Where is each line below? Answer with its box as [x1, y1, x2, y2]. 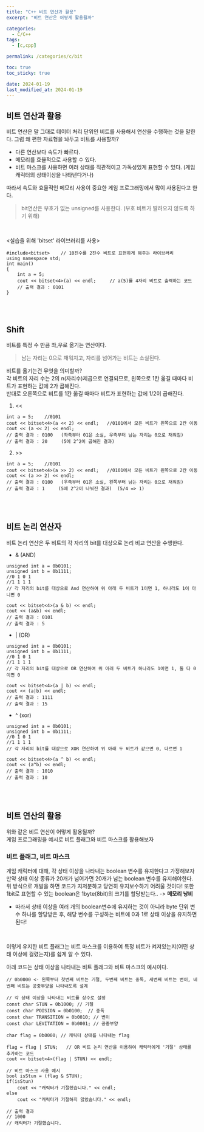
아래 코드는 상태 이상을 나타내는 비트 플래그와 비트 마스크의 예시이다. [6, 963, 168, 970]
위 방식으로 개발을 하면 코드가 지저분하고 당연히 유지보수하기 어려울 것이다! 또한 [6, 882, 194, 890]
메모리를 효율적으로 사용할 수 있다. [15, 156, 97, 163]
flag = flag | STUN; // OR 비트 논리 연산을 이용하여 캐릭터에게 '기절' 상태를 [6, 1044, 192, 1050]
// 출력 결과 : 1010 [6, 768, 53, 774]
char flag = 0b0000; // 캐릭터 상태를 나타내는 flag [6, 1032, 130, 1038]
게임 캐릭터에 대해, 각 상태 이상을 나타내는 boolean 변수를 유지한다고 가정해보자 [6, 867, 195, 874]
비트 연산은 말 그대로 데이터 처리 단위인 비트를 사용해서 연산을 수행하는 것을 [6, 128, 185, 135]
